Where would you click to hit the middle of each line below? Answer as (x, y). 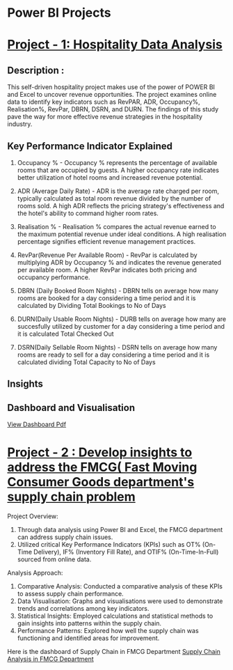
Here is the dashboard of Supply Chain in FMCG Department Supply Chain (114, 652)
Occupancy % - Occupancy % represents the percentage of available (117, 163)
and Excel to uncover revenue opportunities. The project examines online (112, 95)
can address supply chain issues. (65, 537)
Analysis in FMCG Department (50, 659)
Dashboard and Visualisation (71, 408)
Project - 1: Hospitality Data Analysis (115, 45)
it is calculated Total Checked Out (65, 334)
